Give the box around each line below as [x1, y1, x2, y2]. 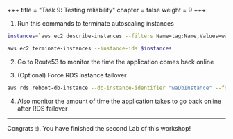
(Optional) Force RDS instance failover [17, 71, 127, 79]
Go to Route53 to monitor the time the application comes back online [17, 57, 214, 66]
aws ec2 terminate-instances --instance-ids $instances [7, 45, 172, 52]
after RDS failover [17, 104, 68, 113]
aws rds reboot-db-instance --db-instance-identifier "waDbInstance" [7, 84, 213, 91]
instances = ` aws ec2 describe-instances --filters [7, 33, 154, 39]
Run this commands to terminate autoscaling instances [17, 19, 175, 27]
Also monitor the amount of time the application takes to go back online [17, 97, 222, 105]
